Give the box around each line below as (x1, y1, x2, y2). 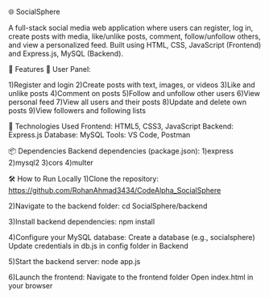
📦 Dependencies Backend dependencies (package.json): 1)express (8, 146, 234, 156)
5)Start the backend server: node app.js (8, 257, 141, 266)
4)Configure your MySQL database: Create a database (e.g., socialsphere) (8, 233, 255, 241)
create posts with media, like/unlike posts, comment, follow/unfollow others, (8, 31, 261, 41)
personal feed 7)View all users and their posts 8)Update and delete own (8, 97, 247, 107)
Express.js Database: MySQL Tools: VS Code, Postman (8, 130, 191, 140)
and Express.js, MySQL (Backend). (8, 48, 123, 58)
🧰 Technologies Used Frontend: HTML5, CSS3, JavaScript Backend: (8, 121, 234, 131)
